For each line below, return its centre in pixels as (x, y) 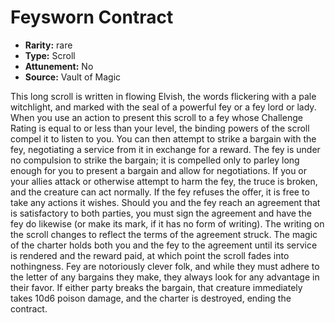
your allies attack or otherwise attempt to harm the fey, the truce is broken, (164, 181)
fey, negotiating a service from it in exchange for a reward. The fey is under (165, 149)
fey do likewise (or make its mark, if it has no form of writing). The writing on (167, 223)
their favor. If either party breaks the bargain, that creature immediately (156, 287)
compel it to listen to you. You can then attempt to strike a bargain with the (163, 138)
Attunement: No (59, 66)
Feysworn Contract (92, 17)
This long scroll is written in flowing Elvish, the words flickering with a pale (163, 96)
